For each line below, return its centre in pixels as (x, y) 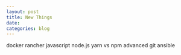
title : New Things (29, 17)
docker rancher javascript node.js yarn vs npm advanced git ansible (91, 45)
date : (13, 23)
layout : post (23, 12)
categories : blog (28, 28)
